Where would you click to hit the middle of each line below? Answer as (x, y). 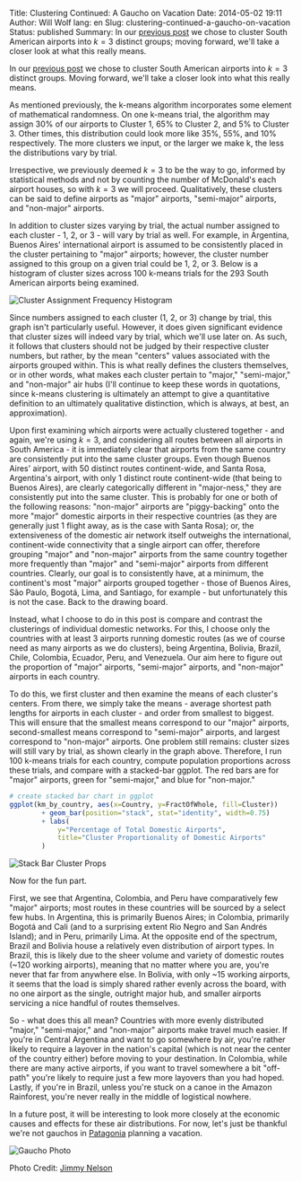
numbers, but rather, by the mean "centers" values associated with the (140, 355)
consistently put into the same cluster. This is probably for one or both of (144, 497)
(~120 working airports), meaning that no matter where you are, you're (139, 965)
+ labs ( (56, 821)
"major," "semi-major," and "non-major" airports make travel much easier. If (149, 1030)
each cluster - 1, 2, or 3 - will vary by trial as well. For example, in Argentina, (149, 235)
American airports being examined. (74, 283)
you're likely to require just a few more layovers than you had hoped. (158, 1078)
